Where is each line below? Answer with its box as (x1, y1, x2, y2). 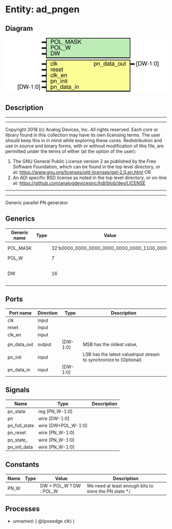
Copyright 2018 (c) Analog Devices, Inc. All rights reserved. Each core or (5, 127, 159, 133)
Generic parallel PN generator (5, 200, 68, 206)
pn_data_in (7, 366, 31, 373)
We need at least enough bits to (87, 482, 154, 488)
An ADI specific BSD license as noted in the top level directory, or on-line (12, 174, 167, 181)
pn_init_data (7, 444, 33, 450)
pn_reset (7, 429, 27, 436)
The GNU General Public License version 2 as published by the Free (12, 158, 156, 165)
